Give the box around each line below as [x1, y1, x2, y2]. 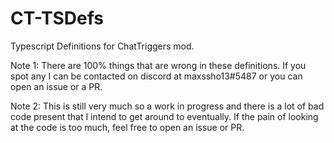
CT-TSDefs [10, 7, 104, 30]
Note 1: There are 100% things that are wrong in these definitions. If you [10, 59, 307, 71]
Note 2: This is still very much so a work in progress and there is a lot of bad [10, 100, 325, 112]
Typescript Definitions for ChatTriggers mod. [10, 40, 195, 52]
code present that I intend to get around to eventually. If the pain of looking [10, 110, 319, 122]
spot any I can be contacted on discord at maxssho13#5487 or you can [10, 70, 303, 82]
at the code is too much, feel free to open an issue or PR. [10, 121, 245, 133]
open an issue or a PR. [10, 80, 103, 92]
